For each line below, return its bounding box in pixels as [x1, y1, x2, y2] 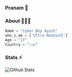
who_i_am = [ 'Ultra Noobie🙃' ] [5, 33, 68, 38]
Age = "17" [5, 38, 27, 42]
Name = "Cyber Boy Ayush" [5, 29, 57, 34]
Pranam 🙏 [5, 4, 28, 11]
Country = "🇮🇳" [5, 42, 38, 47]
